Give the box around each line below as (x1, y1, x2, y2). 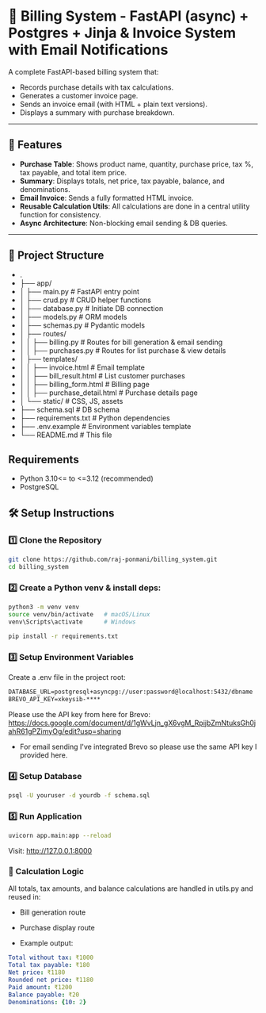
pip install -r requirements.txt (8, 632, 119, 640)
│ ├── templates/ (19, 354, 78, 363)
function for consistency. (19, 209, 101, 219)
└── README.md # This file (19, 430, 112, 439)
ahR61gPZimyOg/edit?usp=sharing (8, 726, 122, 736)
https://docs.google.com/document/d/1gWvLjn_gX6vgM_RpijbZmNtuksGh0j (8, 718, 256, 727)
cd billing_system (8, 562, 69, 570)
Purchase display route (19, 923, 95, 933)
